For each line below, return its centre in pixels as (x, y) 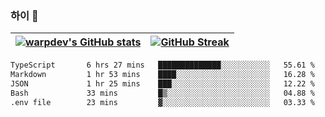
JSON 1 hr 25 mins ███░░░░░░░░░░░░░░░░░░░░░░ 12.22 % (162, 84)
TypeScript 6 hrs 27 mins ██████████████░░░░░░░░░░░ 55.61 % (162, 65)
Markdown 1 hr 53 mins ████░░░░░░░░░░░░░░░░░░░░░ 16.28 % (162, 75)
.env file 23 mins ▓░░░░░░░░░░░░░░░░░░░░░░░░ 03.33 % (162, 102)
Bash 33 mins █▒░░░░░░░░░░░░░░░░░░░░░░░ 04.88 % (162, 93)
